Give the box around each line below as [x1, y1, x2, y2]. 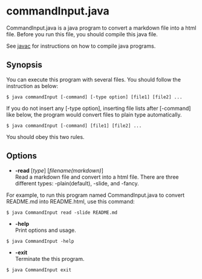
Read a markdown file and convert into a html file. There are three [15, 173, 179, 181]
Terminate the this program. [15, 255, 85, 262]
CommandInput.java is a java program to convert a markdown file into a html [6, 24, 197, 31]
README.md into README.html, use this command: [6, 197, 135, 205]
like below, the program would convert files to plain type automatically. [6, 111, 183, 118]
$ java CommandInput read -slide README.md [6, 210, 118, 216]
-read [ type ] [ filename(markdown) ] [15, 167, 104, 174]
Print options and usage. [15, 226, 77, 234]
